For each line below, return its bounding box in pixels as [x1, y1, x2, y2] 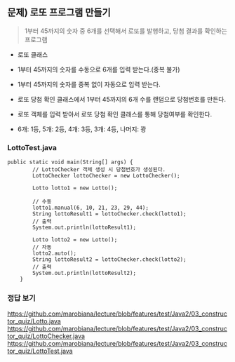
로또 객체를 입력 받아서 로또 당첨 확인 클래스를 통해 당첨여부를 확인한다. [17, 109, 213, 118]
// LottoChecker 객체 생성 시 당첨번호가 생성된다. [32, 166, 166, 173]
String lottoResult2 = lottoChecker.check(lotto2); [32, 256, 187, 263]
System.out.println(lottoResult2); [32, 269, 137, 277]
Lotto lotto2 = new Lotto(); [32, 236, 118, 243]
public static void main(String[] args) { [7, 159, 133, 166]
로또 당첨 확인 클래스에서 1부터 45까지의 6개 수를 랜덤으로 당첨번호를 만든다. [17, 95, 227, 103]
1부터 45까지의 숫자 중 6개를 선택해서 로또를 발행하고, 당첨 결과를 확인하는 [24, 27, 228, 35]
